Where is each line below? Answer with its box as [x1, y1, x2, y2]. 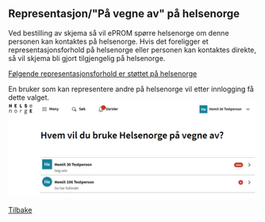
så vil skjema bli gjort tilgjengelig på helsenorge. [8, 53, 166, 63]
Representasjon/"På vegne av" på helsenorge [8, 7, 240, 21]
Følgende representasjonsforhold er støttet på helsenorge [8, 68, 198, 78]
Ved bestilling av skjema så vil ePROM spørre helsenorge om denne [8, 28, 229, 37]
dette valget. [8, 92, 50, 102]
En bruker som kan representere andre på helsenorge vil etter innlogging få [8, 84, 254, 94]
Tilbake [8, 205, 33, 214]
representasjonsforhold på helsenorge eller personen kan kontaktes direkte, [8, 44, 256, 55]
